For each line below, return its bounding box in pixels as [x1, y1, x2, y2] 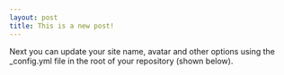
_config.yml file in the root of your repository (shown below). [9, 55, 234, 66]
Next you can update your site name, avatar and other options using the [9, 46, 276, 56]
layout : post [9, 12, 58, 22]
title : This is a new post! [9, 21, 115, 30]
